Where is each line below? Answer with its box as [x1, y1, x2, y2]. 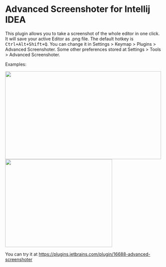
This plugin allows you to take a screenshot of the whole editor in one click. [5, 30, 160, 36]
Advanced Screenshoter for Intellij [5, 3, 151, 15]
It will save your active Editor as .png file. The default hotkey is [5, 36, 134, 42]
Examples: [5, 61, 26, 67]
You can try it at [5, 251, 38, 257]
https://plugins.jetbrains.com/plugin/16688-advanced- [38, 251, 151, 257]
